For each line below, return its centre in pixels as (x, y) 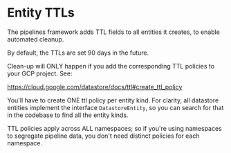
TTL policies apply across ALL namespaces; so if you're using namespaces (115, 128)
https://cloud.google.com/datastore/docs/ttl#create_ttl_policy (95, 87)
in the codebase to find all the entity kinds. (68, 115)
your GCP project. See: (40, 73)
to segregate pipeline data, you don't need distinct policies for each (103, 136)
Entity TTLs (41, 13)
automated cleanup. (36, 39)
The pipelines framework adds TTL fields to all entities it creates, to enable (113, 32)
